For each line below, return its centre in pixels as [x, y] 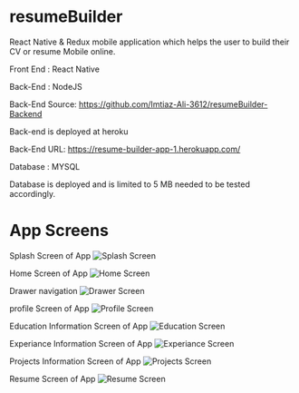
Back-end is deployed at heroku [69, 131]
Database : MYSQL [45, 166]
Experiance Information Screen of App [81, 343]
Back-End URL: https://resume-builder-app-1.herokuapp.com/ [125, 149]
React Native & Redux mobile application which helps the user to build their [149, 42]
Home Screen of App [49, 273]
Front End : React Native [54, 69]
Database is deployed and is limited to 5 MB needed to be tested [130, 184]
